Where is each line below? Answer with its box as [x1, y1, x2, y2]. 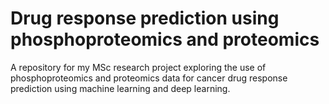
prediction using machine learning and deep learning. [10, 82, 231, 94]
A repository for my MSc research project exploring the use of [10, 61, 267, 73]
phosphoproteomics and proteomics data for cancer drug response [10, 72, 288, 84]
